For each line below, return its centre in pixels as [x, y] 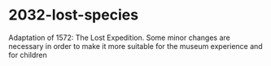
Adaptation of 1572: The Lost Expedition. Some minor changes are [119, 37]
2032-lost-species [74, 15]
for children [28, 55]
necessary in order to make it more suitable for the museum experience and [135, 46]
